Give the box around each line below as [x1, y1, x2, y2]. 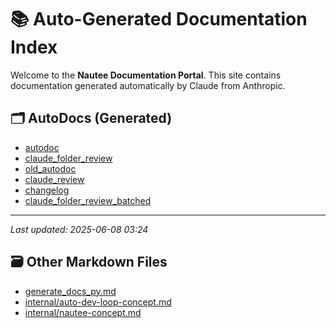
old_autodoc [24, 162, 77, 175]
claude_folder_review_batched [24, 194, 152, 206]
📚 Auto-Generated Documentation [10, 8, 308, 31]
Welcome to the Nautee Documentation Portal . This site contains [10, 69, 282, 81]
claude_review [24, 173, 85, 185]
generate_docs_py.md [24, 285, 117, 297]
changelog [24, 184, 70, 196]
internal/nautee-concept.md [24, 306, 142, 318]
